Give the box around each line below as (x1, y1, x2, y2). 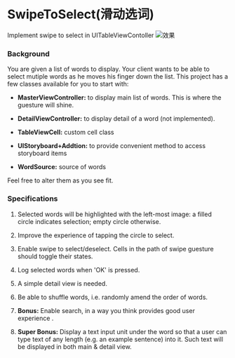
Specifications (7, 194, 58, 204)
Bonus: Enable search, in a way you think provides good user (17, 306, 195, 314)
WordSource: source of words (17, 163, 107, 171)
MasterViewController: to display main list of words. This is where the (17, 93, 222, 102)
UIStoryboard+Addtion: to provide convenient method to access (17, 142, 206, 150)
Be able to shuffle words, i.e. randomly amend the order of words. (17, 293, 208, 301)
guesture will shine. (17, 101, 74, 110)
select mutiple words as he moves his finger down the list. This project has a (7, 72, 229, 81)
